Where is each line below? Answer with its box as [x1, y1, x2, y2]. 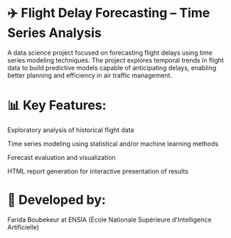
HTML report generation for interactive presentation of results [7, 167, 188, 175]
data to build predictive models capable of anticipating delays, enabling [7, 63, 217, 72]
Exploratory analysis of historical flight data [7, 125, 134, 134]
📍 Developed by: [7, 192, 107, 208]
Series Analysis [7, 25, 102, 41]
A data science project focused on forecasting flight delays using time [7, 48, 213, 57]
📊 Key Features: [7, 97, 107, 114]
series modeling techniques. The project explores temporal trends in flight [7, 55, 224, 64]
